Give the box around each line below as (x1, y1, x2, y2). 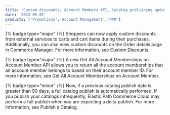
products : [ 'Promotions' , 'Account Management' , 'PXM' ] (5, 17, 121, 22)
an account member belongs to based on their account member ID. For (5, 67, 153, 73)
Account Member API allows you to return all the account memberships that (5, 62, 163, 68)
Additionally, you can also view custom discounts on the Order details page (5, 42, 162, 48)
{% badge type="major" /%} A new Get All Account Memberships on (5, 57, 149, 63)
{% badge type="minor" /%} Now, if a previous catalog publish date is (5, 83, 152, 89)
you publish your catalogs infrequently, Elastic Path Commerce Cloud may (5, 93, 160, 99)
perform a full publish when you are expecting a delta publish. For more (5, 99, 154, 105)
